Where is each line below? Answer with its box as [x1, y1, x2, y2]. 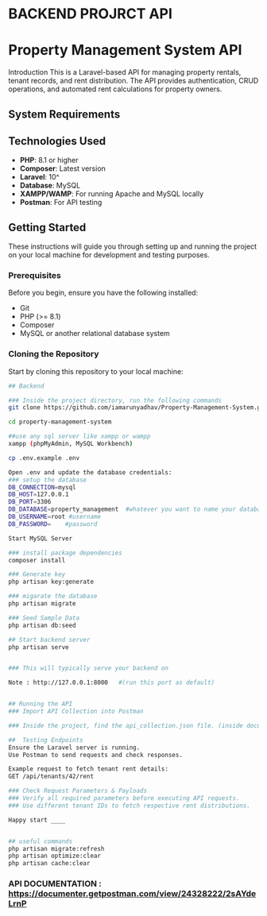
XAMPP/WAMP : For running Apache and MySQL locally [19, 189, 204, 199]
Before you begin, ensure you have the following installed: [8, 288, 199, 298]
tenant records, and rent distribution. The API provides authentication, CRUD [8, 76, 259, 86]
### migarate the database [8, 593, 98, 601]
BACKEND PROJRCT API [8, 5, 173, 23]
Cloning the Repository [8, 349, 99, 360]
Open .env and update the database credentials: [8, 468, 172, 477]
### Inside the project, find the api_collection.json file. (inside [8, 721, 244, 729]
